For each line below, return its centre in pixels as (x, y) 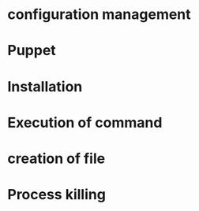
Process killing (56, 195)
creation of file (56, 158)
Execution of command (85, 122)
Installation (45, 86)
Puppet (32, 51)
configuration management (99, 15)
